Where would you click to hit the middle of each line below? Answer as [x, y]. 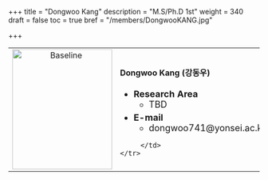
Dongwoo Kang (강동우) [165, 73]
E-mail [148, 117]
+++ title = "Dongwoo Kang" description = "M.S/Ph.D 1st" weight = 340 [126, 12]
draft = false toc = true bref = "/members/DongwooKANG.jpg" [110, 20]
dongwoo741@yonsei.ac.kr [207, 128]
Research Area [166, 94]
